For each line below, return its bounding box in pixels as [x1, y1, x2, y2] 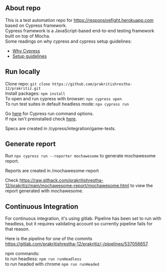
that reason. [5, 226, 30, 232]
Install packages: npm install [5, 90, 65, 96]
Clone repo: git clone [5, 80, 51, 86]
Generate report [5, 140, 56, 148]
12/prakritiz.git [5, 86, 41, 91]
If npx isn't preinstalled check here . [5, 116, 77, 122]
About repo [5, 4, 41, 12]
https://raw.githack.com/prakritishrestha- [19, 177, 104, 183]
